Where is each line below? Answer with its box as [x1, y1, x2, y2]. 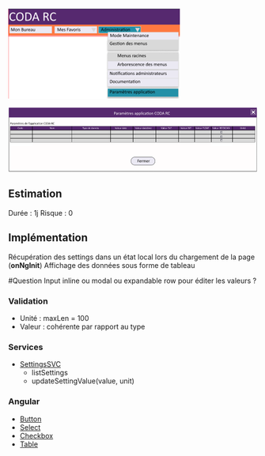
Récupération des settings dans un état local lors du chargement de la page [8, 252, 256, 262]
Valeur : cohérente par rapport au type [19, 322, 146, 331]
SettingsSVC [19, 360, 62, 369]
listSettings [31, 368, 69, 378]
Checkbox [19, 431, 54, 440]
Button [19, 414, 42, 424]
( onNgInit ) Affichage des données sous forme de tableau [8, 260, 195, 269]
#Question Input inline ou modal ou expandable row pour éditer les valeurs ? [8, 276, 257, 285]
